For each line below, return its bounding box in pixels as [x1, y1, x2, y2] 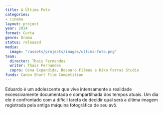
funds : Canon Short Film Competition [5, 72, 84, 77]
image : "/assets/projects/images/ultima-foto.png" [9, 49, 117, 54]
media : [5, 44, 19, 49]
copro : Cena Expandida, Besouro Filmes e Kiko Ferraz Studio [9, 68, 140, 73]
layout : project [5, 21, 39, 26]
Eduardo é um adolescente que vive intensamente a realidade [5, 86, 132, 92]
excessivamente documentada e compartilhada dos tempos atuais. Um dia [5, 91, 159, 97]
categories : [5, 12, 30, 17]
